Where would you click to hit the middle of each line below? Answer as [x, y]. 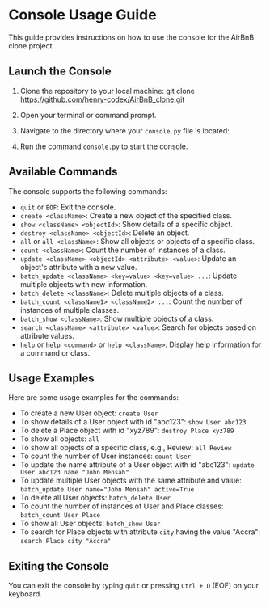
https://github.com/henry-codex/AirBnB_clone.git [102, 99]
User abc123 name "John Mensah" [74, 473]
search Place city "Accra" [65, 542]
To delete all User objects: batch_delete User [95, 498]
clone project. [32, 45]
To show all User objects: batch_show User [90, 524]
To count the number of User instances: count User [105, 456]
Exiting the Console [59, 566]
